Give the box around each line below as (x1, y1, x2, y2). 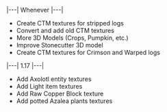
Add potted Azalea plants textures (16, 97, 113, 105)
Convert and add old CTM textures (16, 27, 114, 34)
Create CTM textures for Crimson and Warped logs (16, 48, 160, 56)
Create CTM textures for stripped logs (16, 19, 124, 27)
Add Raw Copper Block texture (16, 89, 104, 98)
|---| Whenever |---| (6, 6, 64, 14)
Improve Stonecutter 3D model (16, 41, 103, 49)
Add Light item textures (16, 82, 83, 90)
